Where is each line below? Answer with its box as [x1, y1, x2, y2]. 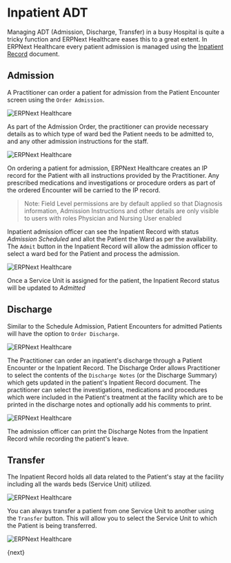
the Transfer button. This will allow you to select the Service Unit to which [7, 514, 217, 523]
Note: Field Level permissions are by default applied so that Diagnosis [23, 199, 223, 207]
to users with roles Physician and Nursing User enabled [23, 214, 182, 222]
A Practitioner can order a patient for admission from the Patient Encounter [7, 88, 220, 96]
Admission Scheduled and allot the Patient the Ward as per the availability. [7, 234, 219, 243]
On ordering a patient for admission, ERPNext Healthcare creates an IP [7, 164, 208, 172]
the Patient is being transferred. [7, 522, 97, 530]
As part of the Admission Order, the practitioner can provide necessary [7, 122, 209, 131]
